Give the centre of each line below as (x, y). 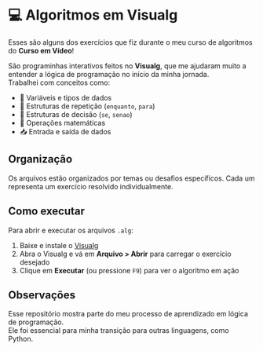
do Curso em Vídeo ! (41, 50)
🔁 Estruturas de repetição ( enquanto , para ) (87, 106)
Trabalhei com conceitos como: (59, 82)
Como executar (46, 212)
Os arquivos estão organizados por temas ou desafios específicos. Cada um (131, 178)
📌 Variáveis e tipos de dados (66, 97)
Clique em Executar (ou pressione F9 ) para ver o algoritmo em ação (129, 270)
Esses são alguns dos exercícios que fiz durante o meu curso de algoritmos (130, 42)
